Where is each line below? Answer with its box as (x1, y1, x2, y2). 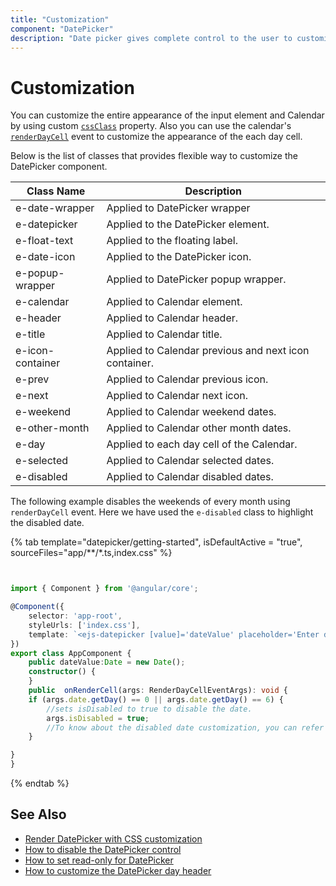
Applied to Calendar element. (106, 295, 243, 309)
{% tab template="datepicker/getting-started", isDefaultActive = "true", (10, 536, 303, 548)
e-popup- (15, 266, 65, 280)
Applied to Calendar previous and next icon (106, 344, 310, 358)
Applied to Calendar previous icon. (106, 372, 269, 386)
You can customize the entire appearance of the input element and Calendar (10, 109, 325, 121)
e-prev (15, 372, 50, 386)
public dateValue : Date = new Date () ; (28, 657, 186, 668)
